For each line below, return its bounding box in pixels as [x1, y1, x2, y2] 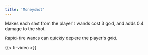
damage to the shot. [5, 25, 46, 32]
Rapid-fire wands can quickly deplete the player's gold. [5, 35, 117, 41]
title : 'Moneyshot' [5, 7, 45, 12]
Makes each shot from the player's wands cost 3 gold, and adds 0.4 [5, 20, 144, 26]
